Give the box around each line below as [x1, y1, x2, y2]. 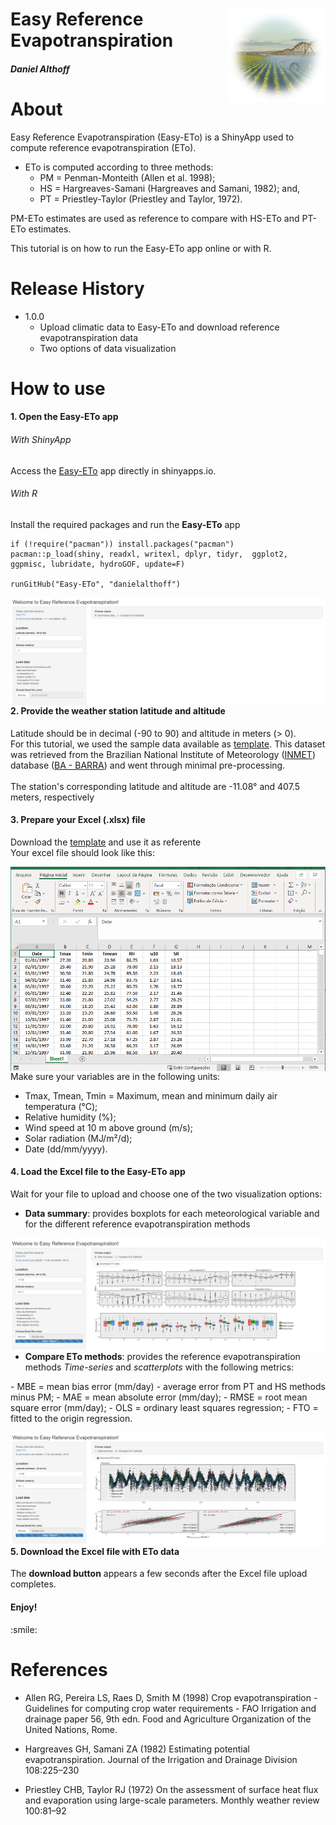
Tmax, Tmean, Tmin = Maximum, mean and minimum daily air [24, 1089, 278, 1102]
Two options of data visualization [39, 342, 177, 354]
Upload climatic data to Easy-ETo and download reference [39, 321, 280, 333]
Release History [10, 277, 145, 300]
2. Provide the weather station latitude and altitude [10, 705, 226, 717]
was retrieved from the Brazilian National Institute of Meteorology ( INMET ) [10, 748, 316, 760]
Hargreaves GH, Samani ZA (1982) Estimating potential [24, 1743, 251, 1755]
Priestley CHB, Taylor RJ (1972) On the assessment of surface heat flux [24, 1783, 319, 1795]
